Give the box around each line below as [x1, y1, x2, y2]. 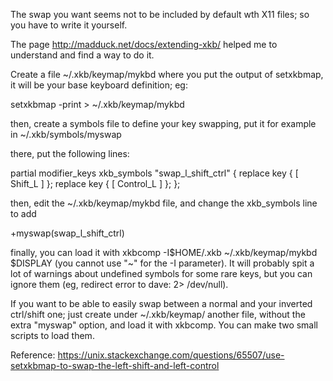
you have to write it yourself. [10, 19, 128, 31]
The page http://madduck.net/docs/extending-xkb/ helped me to [10, 39, 278, 50]
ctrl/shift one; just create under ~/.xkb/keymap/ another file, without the [10, 309, 306, 320]
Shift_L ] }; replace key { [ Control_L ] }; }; [10, 178, 181, 189]
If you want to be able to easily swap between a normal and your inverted [10, 298, 313, 309]
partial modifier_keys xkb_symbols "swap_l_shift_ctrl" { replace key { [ [10, 167, 299, 179]
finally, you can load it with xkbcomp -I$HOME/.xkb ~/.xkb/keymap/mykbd [10, 247, 318, 258]
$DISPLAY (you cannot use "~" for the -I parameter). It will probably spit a [10, 257, 315, 269]
